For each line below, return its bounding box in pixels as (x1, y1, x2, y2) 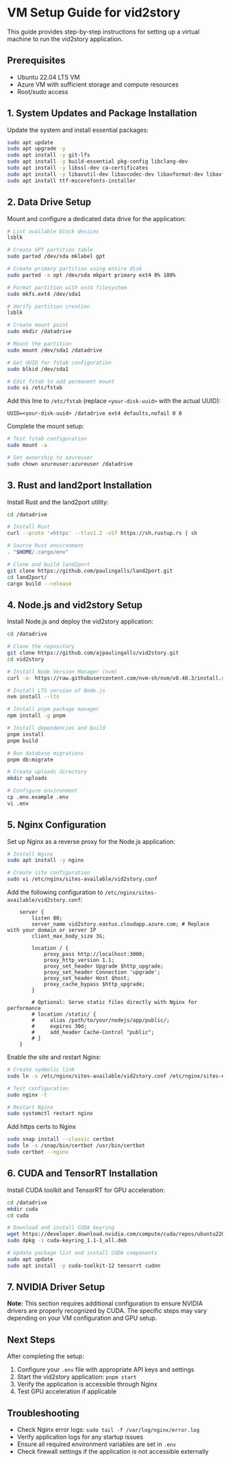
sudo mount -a (7, 442, 48, 449)
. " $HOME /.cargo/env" (7, 549, 69, 556)
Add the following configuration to (7, 888, 104, 897)
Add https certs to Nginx (7, 1123, 77, 1131)
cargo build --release (7, 580, 72, 587)
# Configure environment (7, 788, 78, 795)
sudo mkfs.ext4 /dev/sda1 (7, 290, 81, 297)
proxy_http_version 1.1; (43, 957, 115, 964)
